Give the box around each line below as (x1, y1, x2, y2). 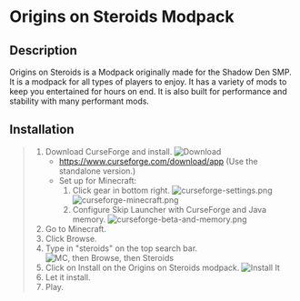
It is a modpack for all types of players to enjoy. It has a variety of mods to (9, 76, 287, 87)
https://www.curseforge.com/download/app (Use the (58, 156, 258, 166)
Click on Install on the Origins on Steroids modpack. (45, 262, 240, 273)
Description (9, 43, 77, 58)
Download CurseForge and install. (45, 145, 173, 156)
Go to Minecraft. (45, 223, 107, 234)
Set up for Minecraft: (58, 175, 137, 186)
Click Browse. (45, 233, 97, 244)
